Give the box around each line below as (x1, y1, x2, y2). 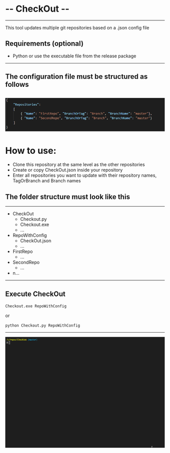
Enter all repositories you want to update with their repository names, (12, 172, 157, 178)
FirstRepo (12, 248, 33, 254)
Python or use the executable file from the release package (12, 53, 137, 59)
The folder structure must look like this (5, 192, 131, 201)
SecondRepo (12, 260, 40, 266)
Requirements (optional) (5, 39, 84, 48)
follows (5, 80, 29, 89)
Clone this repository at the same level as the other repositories (12, 161, 145, 168)
